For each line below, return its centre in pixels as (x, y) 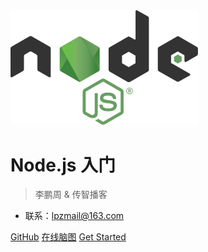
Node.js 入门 (63, 165)
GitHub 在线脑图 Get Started (68, 237)
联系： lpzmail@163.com (74, 216)
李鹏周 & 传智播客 (71, 195)
